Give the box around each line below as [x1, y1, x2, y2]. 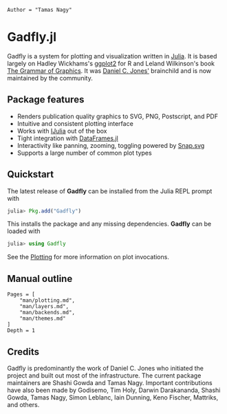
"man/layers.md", [19, 303, 69, 310]
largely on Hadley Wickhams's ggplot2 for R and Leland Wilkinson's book [7, 59, 215, 67]
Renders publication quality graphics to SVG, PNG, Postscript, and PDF [17, 112, 219, 120]
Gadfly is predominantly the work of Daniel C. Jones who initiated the [7, 364, 204, 372]
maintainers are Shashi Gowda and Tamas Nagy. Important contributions [7, 378, 213, 386]
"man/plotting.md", [19, 297, 76, 304]
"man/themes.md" [19, 315, 67, 323]
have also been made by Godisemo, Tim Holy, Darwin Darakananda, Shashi [7, 386, 221, 394]
